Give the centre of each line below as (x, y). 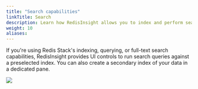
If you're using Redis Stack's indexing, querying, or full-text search (87, 50)
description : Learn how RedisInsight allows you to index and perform (95, 22)
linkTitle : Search (29, 17)
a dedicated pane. (28, 69)
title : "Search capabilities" (43, 11)
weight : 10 (19, 28)
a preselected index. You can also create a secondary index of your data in (97, 63)
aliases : (17, 34)
